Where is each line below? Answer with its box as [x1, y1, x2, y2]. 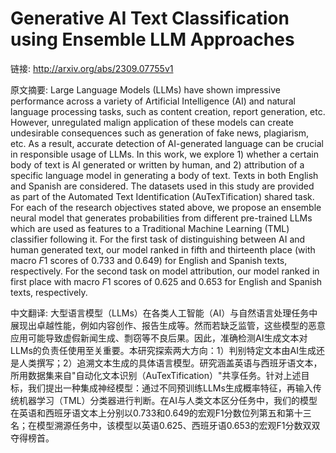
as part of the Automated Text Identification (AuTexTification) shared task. [10, 190, 315, 202]
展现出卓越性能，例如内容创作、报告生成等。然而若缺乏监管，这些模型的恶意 [10, 319, 326, 331]
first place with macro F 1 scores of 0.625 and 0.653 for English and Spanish [10, 275, 323, 287]
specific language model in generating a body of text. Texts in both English [10, 169, 319, 181]
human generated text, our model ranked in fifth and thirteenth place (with [10, 243, 316, 256]
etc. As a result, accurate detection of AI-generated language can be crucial [10, 137, 324, 149]
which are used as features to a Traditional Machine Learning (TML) [10, 222, 290, 234]
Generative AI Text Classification [10, 7, 290, 30]
